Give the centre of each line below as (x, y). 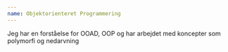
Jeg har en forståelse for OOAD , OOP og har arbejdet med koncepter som (114, 33)
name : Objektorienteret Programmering (64, 14)
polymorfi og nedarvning (43, 41)
